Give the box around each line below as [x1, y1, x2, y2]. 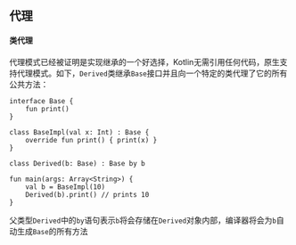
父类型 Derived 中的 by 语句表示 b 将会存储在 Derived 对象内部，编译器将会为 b [9, 215, 276, 225]
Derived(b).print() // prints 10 [25, 190, 150, 199]
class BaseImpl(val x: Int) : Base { [9, 127, 150, 136]
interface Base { [9, 96, 74, 105]
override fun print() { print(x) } [25, 135, 158, 144]
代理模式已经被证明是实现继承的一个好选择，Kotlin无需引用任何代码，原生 [9, 56, 280, 67]
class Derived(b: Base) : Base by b [9, 159, 145, 167]
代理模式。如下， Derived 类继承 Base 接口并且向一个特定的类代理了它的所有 [16, 68, 288, 78]
